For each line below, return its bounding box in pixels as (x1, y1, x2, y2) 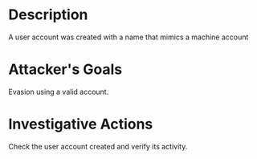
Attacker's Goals (8, 60, 123, 79)
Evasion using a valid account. (8, 87, 109, 96)
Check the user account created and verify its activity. (8, 141, 188, 151)
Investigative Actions (8, 115, 153, 133)
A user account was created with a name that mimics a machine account (8, 32, 249, 42)
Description (8, 6, 88, 24)
